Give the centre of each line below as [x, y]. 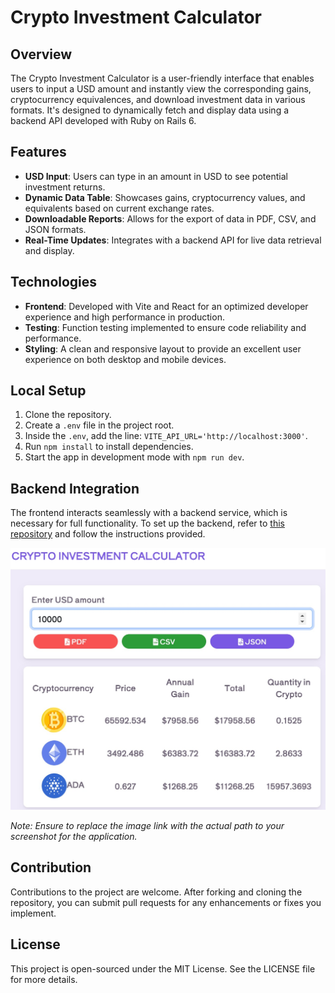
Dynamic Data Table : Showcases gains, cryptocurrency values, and [165, 197]
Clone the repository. [68, 415]
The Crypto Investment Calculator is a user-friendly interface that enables [162, 78]
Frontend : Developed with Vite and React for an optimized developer [166, 306]
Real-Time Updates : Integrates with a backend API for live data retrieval [173, 240]
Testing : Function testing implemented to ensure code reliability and [165, 327]
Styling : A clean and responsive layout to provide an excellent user [163, 348]
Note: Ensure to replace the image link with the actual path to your [147, 826]
